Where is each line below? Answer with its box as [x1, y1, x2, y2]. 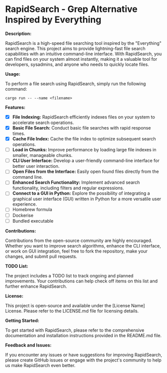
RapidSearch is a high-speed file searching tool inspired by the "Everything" [5, 40, 162, 46]
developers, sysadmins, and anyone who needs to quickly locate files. [5, 61, 150, 67]
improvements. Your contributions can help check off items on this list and [5, 278, 158, 284]
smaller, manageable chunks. [12, 152, 73, 158]
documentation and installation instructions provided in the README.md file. [5, 332, 162, 338]
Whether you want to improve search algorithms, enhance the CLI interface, [5, 243, 161, 249]
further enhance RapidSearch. [5, 283, 67, 289]
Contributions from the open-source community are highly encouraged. [5, 238, 153, 244]
